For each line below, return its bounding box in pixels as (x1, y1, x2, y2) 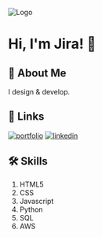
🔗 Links (8, 110, 45, 124)
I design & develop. (8, 87, 71, 96)
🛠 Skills (8, 154, 49, 168)
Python (19, 205, 43, 214)
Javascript (19, 196, 54, 206)
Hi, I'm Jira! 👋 (8, 35, 97, 53)
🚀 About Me (8, 66, 67, 80)
